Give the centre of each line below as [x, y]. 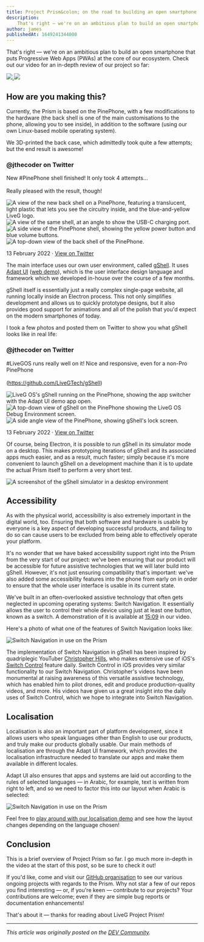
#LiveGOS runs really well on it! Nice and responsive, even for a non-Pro [97, 363]
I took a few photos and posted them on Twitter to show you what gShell [97, 328]
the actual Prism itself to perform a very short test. [69, 470]
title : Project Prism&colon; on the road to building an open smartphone [102, 12]
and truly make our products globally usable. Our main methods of [89, 745]
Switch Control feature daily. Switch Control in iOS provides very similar [96, 665]
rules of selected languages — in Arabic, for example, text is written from [98, 782]
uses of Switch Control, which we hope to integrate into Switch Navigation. [100, 698]
